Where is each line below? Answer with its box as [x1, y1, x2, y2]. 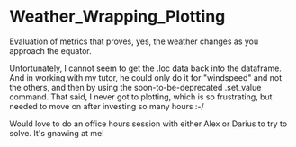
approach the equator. [9, 45, 92, 56]
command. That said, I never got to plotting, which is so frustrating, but [9, 91, 273, 102]
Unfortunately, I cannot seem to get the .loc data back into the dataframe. [9, 63, 282, 73]
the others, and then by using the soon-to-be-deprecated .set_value [9, 82, 262, 92]
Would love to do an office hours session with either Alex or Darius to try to [9, 118, 288, 129]
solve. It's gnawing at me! [9, 127, 105, 138]
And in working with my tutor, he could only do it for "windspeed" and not [9, 72, 283, 82]
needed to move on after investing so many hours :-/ [9, 100, 204, 111]
